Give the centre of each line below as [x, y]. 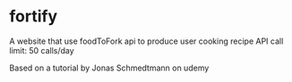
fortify [34, 16]
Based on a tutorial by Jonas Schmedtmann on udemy [109, 68]
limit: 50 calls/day [42, 50]
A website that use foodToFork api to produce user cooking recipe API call [146, 41]
